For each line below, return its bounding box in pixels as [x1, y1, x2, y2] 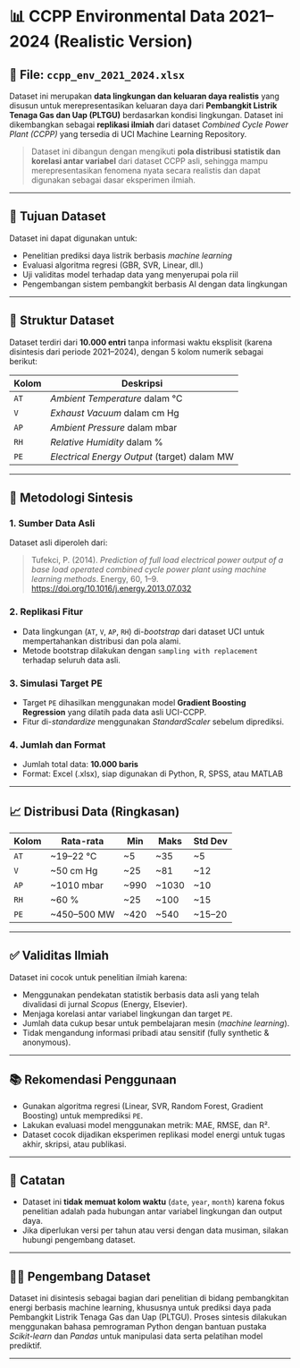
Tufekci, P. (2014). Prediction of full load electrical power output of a [30, 555, 284, 566]
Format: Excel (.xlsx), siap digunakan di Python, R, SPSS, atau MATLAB [21, 768, 284, 779]
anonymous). [21, 1037, 71, 1047]
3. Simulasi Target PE [9, 677, 103, 689]
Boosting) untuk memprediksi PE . [21, 1110, 144, 1121]
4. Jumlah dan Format [9, 739, 106, 751]
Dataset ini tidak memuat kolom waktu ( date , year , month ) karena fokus [21, 1196, 286, 1208]
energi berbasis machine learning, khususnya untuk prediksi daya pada [9, 1303, 272, 1313]
